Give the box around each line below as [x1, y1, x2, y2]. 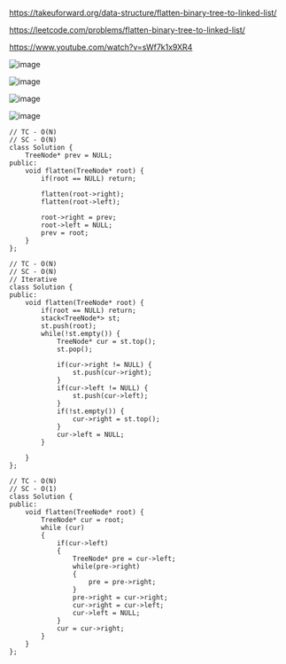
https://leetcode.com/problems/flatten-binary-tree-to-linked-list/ [9, 25, 246, 35]
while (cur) [41, 523, 86, 532]
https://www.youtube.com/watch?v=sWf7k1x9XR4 [9, 42, 193, 52]
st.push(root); [41, 322, 97, 331]
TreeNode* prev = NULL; [25, 151, 113, 160]
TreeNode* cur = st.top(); [56, 337, 157, 346]
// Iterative [9, 275, 58, 284]
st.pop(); [56, 345, 93, 354]
